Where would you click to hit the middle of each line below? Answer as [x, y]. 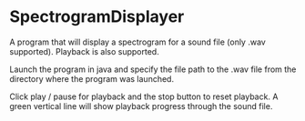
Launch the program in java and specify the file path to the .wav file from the [153, 69]
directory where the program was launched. [92, 78]
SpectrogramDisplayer [97, 17]
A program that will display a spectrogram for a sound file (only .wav [137, 42]
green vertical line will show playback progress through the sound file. [141, 106]
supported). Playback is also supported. [84, 51]
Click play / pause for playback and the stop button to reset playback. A [144, 96]
